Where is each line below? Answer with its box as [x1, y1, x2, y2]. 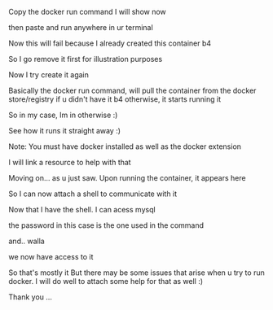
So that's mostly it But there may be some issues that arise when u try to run [8, 268, 265, 277]
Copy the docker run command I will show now [8, 7, 167, 16]
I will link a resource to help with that [8, 158, 132, 167]
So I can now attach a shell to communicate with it [8, 189, 178, 199]
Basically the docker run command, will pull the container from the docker [8, 85, 257, 95]
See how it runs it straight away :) [8, 126, 121, 135]
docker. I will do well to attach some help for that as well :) [8, 277, 204, 286]
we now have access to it [8, 252, 94, 261]
